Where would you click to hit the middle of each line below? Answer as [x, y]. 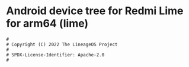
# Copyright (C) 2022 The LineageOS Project [62, 44]
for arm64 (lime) [47, 23]
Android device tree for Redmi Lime [95, 11]
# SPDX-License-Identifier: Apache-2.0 [55, 55]
